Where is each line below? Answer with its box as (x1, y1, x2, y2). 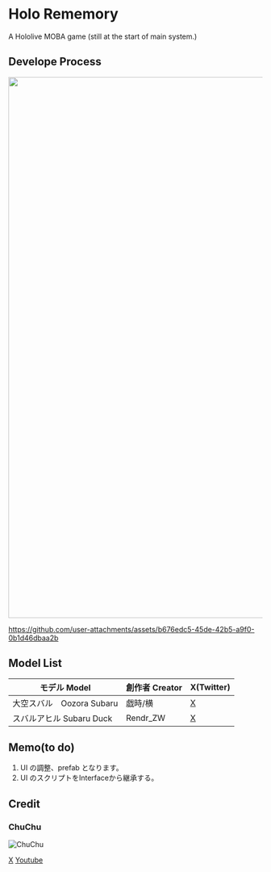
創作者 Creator (126, 681, 183, 693)
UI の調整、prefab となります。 (19, 763, 123, 773)
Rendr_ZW (126, 712, 166, 723)
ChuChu (8, 821, 42, 832)
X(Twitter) (190, 681, 231, 693)
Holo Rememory (8, 5, 119, 23)
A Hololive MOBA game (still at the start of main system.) (8, 31, 198, 41)
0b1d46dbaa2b (8, 633, 59, 643)
